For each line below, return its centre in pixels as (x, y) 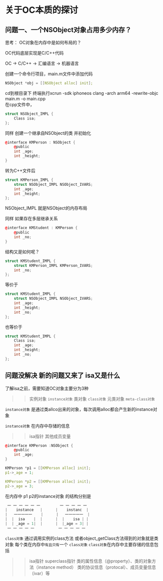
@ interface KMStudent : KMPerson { (41, 228)
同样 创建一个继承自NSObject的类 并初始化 (48, 133)
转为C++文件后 (20, 171)
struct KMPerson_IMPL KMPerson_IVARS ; (53, 265)
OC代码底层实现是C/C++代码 (34, 53)
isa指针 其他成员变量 (50, 436)
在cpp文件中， (20, 104)
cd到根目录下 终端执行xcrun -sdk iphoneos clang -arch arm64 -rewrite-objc (82, 93)
